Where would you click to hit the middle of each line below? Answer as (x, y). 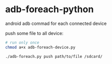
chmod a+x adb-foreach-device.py (40, 47)
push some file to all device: (34, 33)
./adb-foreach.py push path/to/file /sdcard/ (54, 56)
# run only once (22, 42)
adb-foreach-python (50, 9)
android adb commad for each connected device (56, 23)
